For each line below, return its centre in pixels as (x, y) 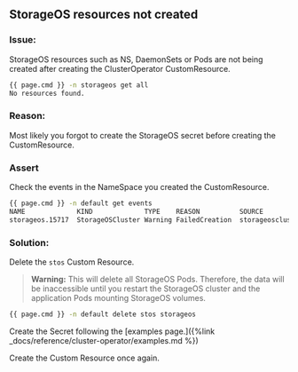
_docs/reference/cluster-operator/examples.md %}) (104, 340)
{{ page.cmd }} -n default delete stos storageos (103, 314)
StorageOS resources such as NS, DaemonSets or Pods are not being (136, 59)
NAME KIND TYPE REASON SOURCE (137, 211)
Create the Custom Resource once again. (84, 358)
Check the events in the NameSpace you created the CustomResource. (139, 187)
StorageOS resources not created (104, 15)
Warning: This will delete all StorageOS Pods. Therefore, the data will (158, 279)
